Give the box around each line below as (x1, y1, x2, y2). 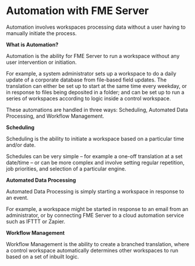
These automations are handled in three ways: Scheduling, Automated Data (6, 106, 189, 113)
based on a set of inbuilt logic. (6, 253, 79, 260)
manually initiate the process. (6, 29, 77, 36)
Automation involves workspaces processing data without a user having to (6, 23, 186, 30)
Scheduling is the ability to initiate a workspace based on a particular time (6, 135, 184, 142)
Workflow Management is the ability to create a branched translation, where (6, 240, 189, 247)
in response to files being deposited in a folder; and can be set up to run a (6, 88, 184, 96)
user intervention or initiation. (6, 59, 77, 66)
